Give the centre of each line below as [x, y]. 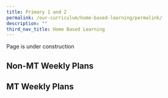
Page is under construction [40, 47]
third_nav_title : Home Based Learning [56, 29]
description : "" [27, 23]
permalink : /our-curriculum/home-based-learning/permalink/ [85, 18]
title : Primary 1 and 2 [37, 12]
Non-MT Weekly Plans [50, 66]
